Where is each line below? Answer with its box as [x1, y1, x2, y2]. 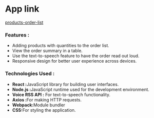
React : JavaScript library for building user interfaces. [12, 81, 119, 87]
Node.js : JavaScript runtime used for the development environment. [12, 86, 150, 92]
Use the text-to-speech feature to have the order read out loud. [12, 53, 140, 59]
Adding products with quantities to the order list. [12, 43, 110, 49]
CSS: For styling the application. [12, 107, 76, 113]
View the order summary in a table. [12, 48, 83, 54]
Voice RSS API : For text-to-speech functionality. [12, 91, 111, 98]
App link [5, 3, 39, 15]
